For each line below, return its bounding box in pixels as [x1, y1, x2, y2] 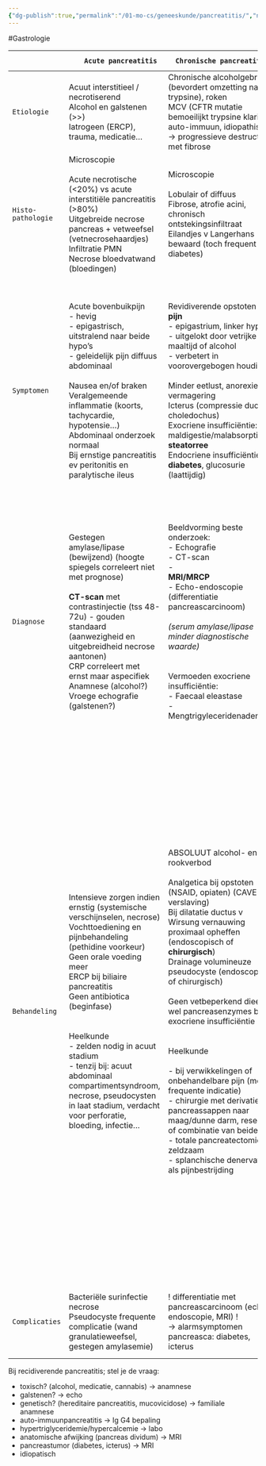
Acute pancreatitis [84, 56, 158, 65]
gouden [96, 611, 125, 622]
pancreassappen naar [168, 1104, 249, 1115]
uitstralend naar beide [68, 330, 150, 341]
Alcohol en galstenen [68, 101, 147, 112]
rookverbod [168, 857, 212, 868]
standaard [68, 620, 107, 631]
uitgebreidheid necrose [68, 640, 156, 651]
